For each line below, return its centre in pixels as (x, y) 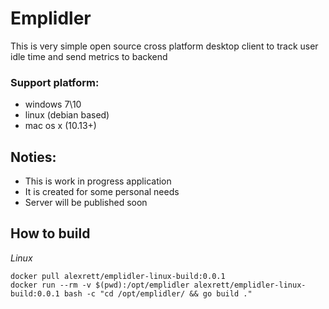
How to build (50, 233)
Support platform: (55, 82)
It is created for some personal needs (102, 192)
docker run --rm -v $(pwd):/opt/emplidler (100, 285)
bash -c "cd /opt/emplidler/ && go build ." (158, 293)
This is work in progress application (98, 181)
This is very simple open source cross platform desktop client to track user (164, 46)
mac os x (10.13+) (60, 126)
